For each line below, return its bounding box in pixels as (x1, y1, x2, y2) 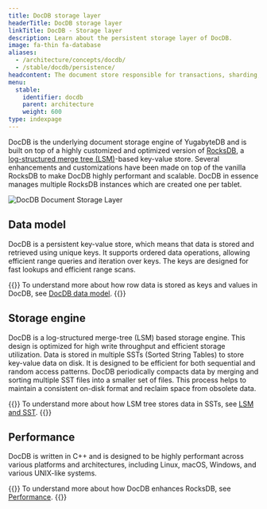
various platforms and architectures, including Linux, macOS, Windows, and (8, 460, 257, 470)
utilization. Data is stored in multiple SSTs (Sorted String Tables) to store (8, 350, 245, 359)
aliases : (8, 49, 37, 57)
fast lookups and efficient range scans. (8, 264, 137, 274)
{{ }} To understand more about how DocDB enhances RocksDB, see (8, 484, 231, 494)
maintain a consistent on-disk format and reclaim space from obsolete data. (8, 383, 257, 393)
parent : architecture (22, 100, 94, 108)
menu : (8, 78, 26, 86)
